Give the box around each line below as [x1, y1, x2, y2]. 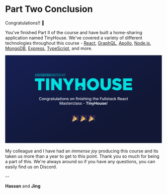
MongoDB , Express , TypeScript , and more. [5, 45, 93, 51]
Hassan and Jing [5, 183, 41, 189]
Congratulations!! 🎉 [5, 20, 45, 26]
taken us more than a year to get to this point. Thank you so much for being [5, 153, 160, 159]
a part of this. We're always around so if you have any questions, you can [5, 159, 156, 165]
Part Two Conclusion [5, 3, 93, 15]
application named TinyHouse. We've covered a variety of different [5, 35, 143, 41]
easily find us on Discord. [5, 164, 57, 170]
